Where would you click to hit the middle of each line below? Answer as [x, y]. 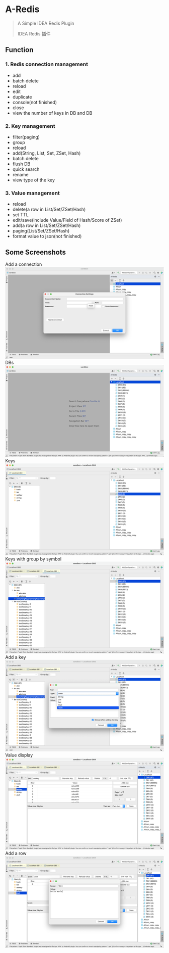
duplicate [22, 97]
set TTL [20, 215]
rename [20, 174]
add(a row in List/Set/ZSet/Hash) [47, 225]
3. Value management [33, 193]
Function [19, 50]
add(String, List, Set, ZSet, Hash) [47, 153]
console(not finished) [34, 102]
